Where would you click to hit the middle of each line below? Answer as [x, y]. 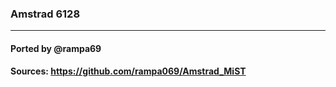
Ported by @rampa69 [56, 48]
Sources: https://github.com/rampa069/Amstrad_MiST [128, 71]
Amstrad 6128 [45, 14]
